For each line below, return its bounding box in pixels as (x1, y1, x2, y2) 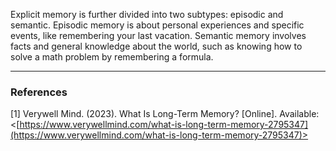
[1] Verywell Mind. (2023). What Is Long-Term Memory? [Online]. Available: (10, 108, 320, 120)
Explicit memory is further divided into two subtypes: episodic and (10, 9, 284, 20)
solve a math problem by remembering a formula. (10, 51, 214, 63)
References (10, 85, 68, 99)
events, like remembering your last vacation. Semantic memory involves (10, 30, 307, 41)
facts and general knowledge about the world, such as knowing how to (10, 40, 303, 52)
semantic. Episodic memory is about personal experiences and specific (10, 19, 305, 31)
